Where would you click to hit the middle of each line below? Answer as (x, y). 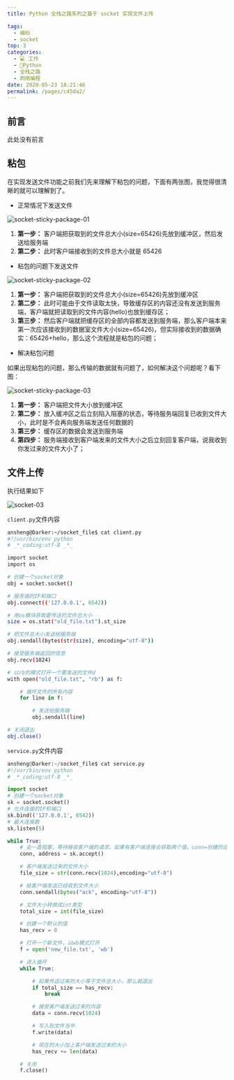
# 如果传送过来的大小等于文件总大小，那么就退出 (93, 981)
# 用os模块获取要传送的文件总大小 (50, 615)
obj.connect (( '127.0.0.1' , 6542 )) (57, 603)
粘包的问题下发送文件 (48, 265)
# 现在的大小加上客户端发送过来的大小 (79, 1045)
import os (22, 564)
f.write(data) (53, 1032)
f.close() (34, 1071)
